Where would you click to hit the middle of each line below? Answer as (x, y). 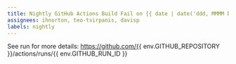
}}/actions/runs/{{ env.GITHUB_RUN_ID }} (67, 54)
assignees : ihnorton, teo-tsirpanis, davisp (73, 20)
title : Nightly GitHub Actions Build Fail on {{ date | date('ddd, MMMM (116, 14)
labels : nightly (31, 26)
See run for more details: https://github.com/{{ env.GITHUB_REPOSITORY (113, 47)
